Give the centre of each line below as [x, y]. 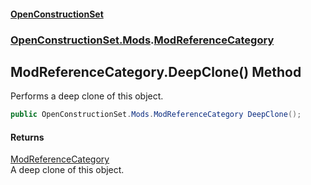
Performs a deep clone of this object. [87, 96]
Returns [27, 137]
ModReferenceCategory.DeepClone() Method [156, 71]
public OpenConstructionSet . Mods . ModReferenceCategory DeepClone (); [156, 115]
